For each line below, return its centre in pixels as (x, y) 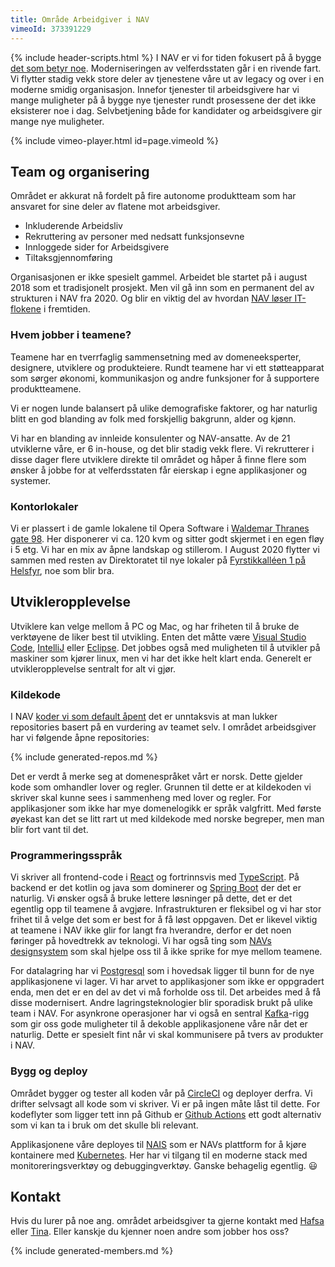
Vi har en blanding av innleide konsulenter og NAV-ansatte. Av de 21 (150, 438)
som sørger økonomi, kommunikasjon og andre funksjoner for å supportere (165, 378)
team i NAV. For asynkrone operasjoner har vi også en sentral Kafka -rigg (160, 1013)
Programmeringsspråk (66, 855)
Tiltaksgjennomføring (68, 258)
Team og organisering (80, 171)
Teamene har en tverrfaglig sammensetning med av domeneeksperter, (156, 357)
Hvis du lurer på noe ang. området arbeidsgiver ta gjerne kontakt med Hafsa (167, 1221)
